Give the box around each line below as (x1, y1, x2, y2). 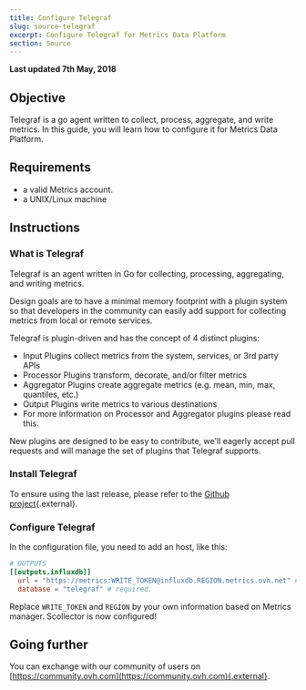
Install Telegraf (9, 468, 77, 481)
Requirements (9, 160, 91, 176)
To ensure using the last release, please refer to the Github (9, 488, 229, 499)
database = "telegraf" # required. (17, 584, 153, 594)
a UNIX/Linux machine (22, 193, 107, 205)
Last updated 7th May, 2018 (9, 64, 117, 75)
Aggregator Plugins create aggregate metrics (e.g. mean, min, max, (22, 379, 276, 390)
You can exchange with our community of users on (9, 661, 201, 672)
